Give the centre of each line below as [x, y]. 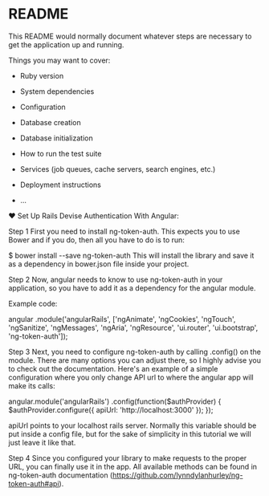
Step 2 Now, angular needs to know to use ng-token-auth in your [116, 279]
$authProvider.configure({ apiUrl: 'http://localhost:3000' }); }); [111, 409]
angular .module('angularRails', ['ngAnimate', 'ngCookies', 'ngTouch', [122, 319]
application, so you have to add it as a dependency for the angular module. [132, 288]
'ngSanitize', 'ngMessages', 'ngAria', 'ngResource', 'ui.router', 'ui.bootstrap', [133, 327]
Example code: [33, 303]
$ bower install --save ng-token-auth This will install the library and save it [131, 255]
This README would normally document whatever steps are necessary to [130, 36]
